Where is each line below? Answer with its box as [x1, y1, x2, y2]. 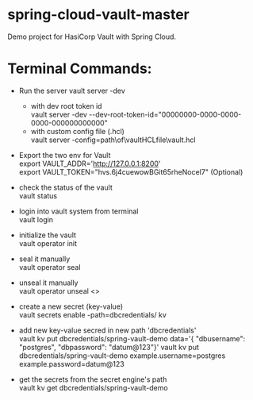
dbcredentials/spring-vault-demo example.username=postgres [18, 351, 226, 360]
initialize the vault [18, 230, 77, 240]
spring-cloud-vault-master [7, 6, 190, 24]
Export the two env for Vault [18, 150, 111, 160]
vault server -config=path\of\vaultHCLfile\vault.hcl [30, 135, 196, 144]
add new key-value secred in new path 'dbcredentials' [18, 325, 197, 335]
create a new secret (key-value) [18, 302, 124, 311]
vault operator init [18, 238, 77, 248]
